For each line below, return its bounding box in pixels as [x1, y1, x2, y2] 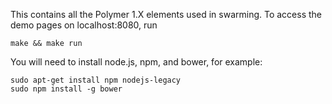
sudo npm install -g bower [10, 84, 123, 94]
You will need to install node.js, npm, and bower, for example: [10, 56, 263, 68]
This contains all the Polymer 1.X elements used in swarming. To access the [10, 9, 323, 20]
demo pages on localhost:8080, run [10, 19, 158, 31]
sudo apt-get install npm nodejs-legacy [10, 75, 182, 85]
